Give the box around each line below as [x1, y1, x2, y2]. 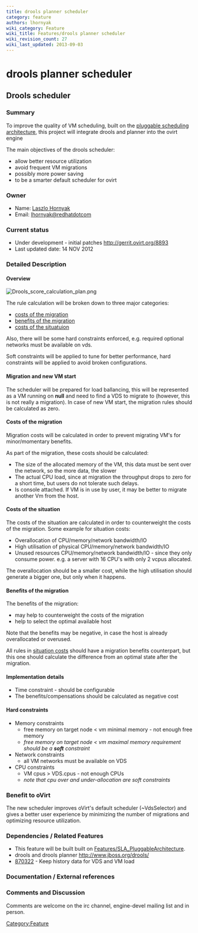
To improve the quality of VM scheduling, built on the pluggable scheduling [6, 122, 189, 129]
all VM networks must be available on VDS [23, 757, 127, 764]
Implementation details [6, 673, 64, 680]
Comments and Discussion [6, 889, 85, 897]
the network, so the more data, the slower [14, 467, 117, 474]
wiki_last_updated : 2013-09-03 [6, 42, 83, 48]
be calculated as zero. [6, 405, 60, 412]
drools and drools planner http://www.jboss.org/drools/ [14, 851, 150, 859]
